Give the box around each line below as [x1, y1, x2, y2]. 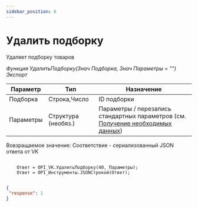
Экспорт [6, 71, 28, 78]
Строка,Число [48, 95, 90, 103]
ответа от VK [6, 148, 39, 155]
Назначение [126, 85, 162, 93]
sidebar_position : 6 [6, 8, 57, 15]
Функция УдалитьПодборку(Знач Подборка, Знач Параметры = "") [6, 65, 177, 72]
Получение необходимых [98, 119, 172, 127]
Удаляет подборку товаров [6, 54, 75, 61]
